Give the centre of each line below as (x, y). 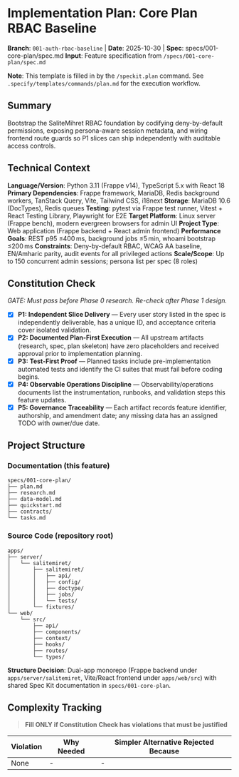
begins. (29, 377)
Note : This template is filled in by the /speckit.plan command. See (106, 76)
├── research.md (31, 493)
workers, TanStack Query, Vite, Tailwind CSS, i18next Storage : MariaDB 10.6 (119, 200)
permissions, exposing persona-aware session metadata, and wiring (108, 131)
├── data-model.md (34, 499)
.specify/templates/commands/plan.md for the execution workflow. (104, 83)
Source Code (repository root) (60, 536)
